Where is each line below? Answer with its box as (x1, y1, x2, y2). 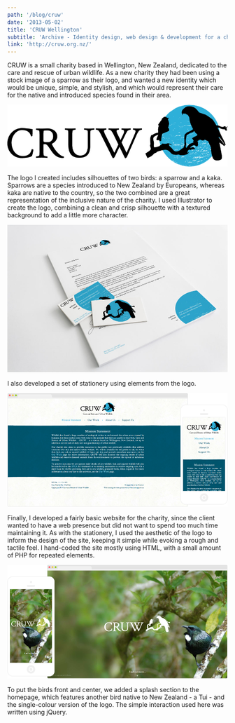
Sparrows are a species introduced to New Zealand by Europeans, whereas (7, 181, 225, 189)
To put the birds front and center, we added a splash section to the (7, 685, 199, 694)
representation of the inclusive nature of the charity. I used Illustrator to (7, 196, 213, 204)
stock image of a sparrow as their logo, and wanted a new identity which (7, 76, 217, 84)
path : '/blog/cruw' (7, 11, 64, 18)
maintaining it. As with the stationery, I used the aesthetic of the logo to (7, 528, 213, 536)
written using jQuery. (7, 708, 68, 716)
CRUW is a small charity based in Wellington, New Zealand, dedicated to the (7, 61, 227, 69)
